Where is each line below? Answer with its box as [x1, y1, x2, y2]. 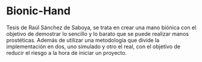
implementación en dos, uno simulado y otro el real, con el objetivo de [6, 43, 181, 50]
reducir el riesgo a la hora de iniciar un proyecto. [6, 49, 127, 56]
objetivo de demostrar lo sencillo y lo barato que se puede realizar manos [6, 30, 189, 37]
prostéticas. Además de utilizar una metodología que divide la [6, 36, 160, 44]
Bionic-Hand [6, 4, 71, 18]
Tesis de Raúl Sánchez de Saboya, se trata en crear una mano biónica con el [6, 24, 197, 31]
